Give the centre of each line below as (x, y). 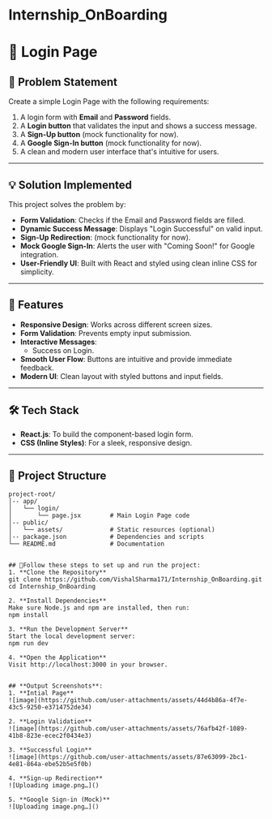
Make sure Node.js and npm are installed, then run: (99, 608)
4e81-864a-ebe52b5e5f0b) (50, 765)
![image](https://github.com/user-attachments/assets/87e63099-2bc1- (128, 757)
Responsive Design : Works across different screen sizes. (116, 324)
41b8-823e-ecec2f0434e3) (50, 736)
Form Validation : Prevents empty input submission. (106, 333)
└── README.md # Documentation (86, 544)
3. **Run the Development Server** (68, 629)
